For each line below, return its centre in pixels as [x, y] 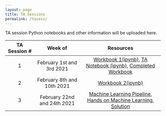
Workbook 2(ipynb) [121, 83]
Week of [57, 48]
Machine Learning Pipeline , [120, 94]
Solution [121, 107]
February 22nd [57, 97]
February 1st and [57, 63]
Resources [121, 48]
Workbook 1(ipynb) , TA [120, 60]
